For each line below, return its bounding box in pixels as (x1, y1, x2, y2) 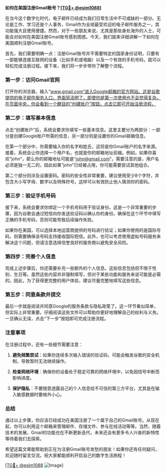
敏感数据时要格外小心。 (16, 391, 65, 397)
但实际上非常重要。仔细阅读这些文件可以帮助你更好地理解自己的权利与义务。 (5, 309, 161, 315)
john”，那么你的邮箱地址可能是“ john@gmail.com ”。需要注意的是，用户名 (11, 156, 160, 162)
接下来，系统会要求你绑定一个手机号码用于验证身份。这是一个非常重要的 (5, 204, 152, 210)
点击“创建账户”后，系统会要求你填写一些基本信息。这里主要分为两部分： (5, 127, 152, 132)
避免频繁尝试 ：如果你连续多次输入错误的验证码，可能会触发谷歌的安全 (12, 352, 156, 358)
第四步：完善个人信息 (5, 253, 56, 260)
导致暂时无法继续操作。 (21, 358, 69, 364)
